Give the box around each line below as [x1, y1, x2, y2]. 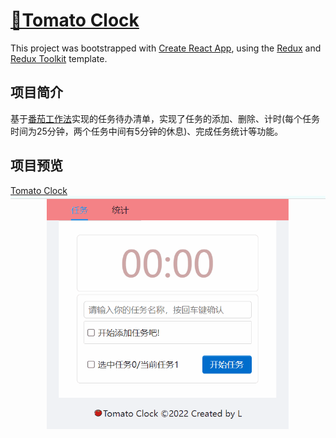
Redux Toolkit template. [10, 52, 108, 64]
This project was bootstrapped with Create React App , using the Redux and [10, 42, 322, 54]
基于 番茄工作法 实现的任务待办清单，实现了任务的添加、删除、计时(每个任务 [10, 112, 321, 124]
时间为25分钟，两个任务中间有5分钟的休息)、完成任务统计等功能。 [10, 125, 284, 137]
